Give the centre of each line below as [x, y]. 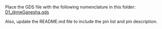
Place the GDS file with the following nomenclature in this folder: [70, 7]
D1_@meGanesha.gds [27, 12]
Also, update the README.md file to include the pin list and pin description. [81, 22]
